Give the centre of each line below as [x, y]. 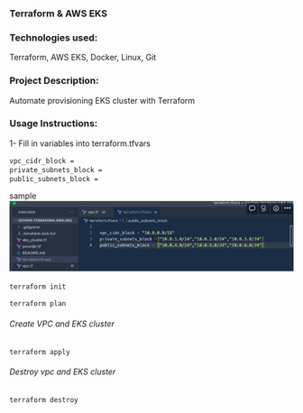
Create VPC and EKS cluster [62, 324]
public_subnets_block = [54, 179]
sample [23, 196]
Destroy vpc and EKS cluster [63, 372]
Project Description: [54, 81]
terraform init [38, 287]
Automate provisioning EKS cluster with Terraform [102, 100]
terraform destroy [44, 399]
